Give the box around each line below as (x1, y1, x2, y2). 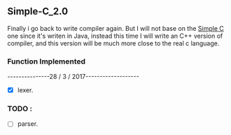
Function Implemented (7, 56, 86, 66)
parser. (17, 120, 38, 128)
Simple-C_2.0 (7, 6, 69, 17)
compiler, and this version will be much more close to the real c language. (7, 38, 220, 48)
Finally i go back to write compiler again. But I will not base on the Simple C (7, 24, 224, 32)
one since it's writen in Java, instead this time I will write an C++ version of (7, 31, 223, 40)
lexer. (17, 86, 34, 94)
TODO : (7, 104, 33, 114)
